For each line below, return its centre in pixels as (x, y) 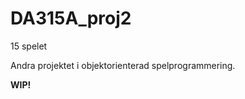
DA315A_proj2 (71, 18)
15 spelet (29, 46)
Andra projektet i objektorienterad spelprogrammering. (123, 65)
